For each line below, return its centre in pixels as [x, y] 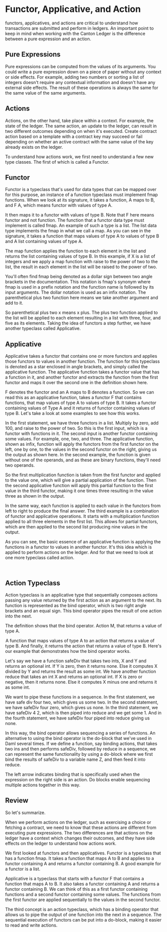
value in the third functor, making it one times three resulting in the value [79, 491]
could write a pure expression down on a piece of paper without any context [83, 72]
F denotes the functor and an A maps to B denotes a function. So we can [80, 392]
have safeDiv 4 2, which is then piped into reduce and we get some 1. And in [83, 713]
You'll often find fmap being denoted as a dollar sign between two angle [79, 277]
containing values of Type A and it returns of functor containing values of [80, 408]
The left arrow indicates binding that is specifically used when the [73, 774]
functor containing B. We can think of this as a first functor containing [77, 889]
